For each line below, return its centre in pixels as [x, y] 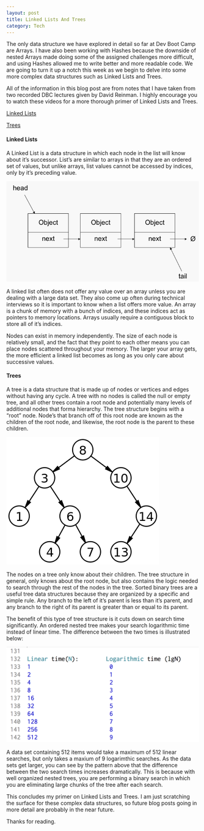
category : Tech [26, 26]
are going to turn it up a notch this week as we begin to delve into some [96, 70]
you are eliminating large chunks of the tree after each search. [85, 784]
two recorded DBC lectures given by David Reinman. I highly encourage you [102, 95]
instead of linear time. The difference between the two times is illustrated [98, 632]
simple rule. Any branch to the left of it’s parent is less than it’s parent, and [100, 600]
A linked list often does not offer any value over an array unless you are [96, 291]
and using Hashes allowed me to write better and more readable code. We [100, 64]
